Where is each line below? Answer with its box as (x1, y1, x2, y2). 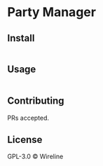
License (7, 134, 43, 146)
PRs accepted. (7, 113, 50, 122)
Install (7, 32, 35, 44)
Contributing (7, 95, 64, 107)
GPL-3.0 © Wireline (7, 152, 64, 161)
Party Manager (7, 4, 97, 20)
